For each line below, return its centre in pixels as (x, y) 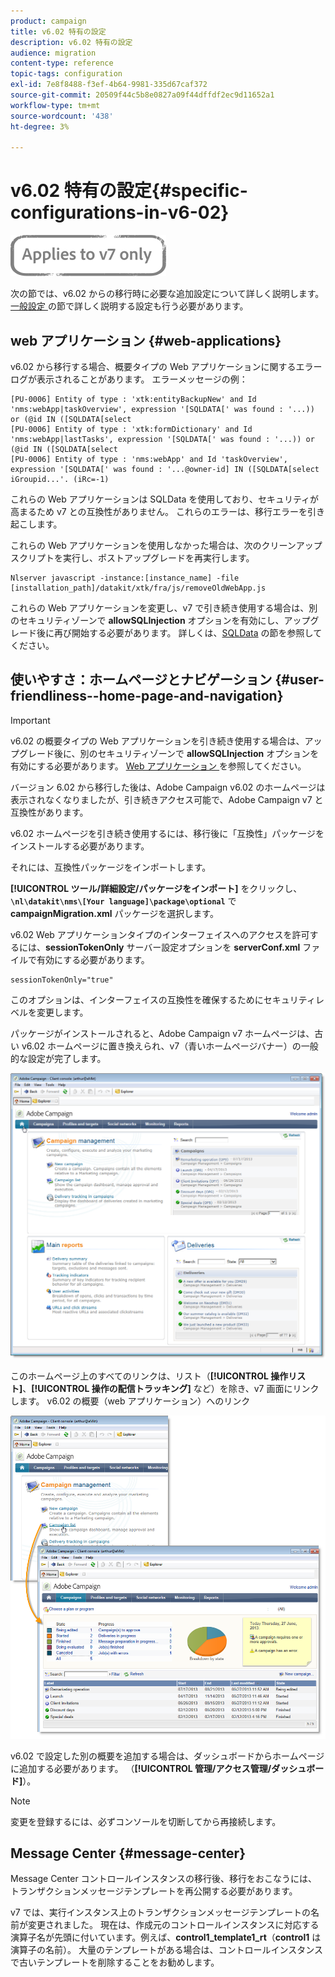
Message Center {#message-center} (128, 1853)
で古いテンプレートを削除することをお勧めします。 (115, 1962)
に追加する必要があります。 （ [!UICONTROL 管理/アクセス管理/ (141, 1768)
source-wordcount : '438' (62, 116)
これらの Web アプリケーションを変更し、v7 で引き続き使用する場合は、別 (164, 608)
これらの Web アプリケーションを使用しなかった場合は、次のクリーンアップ (166, 545)
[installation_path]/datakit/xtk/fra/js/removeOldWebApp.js (138, 588)
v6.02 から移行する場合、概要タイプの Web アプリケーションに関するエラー (166, 366)
